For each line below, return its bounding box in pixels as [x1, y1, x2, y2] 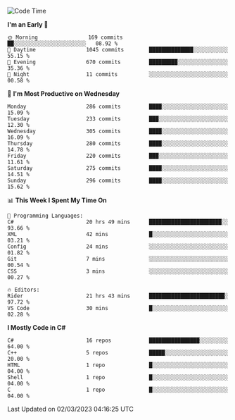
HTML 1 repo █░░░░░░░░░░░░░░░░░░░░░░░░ [7, 362, 229, 369]
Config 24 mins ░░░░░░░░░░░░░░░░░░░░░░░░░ [7, 243, 229, 250]
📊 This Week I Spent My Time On [7, 196, 107, 204]
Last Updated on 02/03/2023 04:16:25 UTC [7, 405, 134, 413]
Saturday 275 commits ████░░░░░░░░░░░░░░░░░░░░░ [7, 165, 229, 172]
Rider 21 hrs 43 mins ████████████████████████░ [7, 292, 229, 299]
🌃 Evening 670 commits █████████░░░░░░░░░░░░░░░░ [7, 58, 229, 66]
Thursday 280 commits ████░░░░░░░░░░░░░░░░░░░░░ [7, 140, 229, 147]
